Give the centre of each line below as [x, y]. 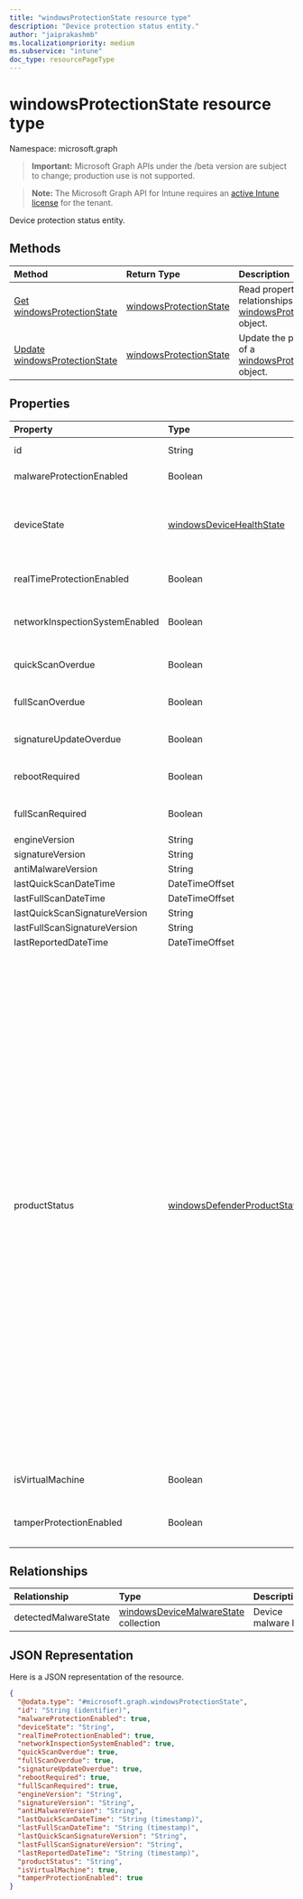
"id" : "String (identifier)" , [74, 1710]
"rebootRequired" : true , [64, 1777]
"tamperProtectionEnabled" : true [80, 1878]
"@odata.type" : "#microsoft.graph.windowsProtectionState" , [133, 1702]
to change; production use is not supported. [113, 175]
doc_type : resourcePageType [62, 60]
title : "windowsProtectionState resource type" [101, 18]
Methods [35, 249]
